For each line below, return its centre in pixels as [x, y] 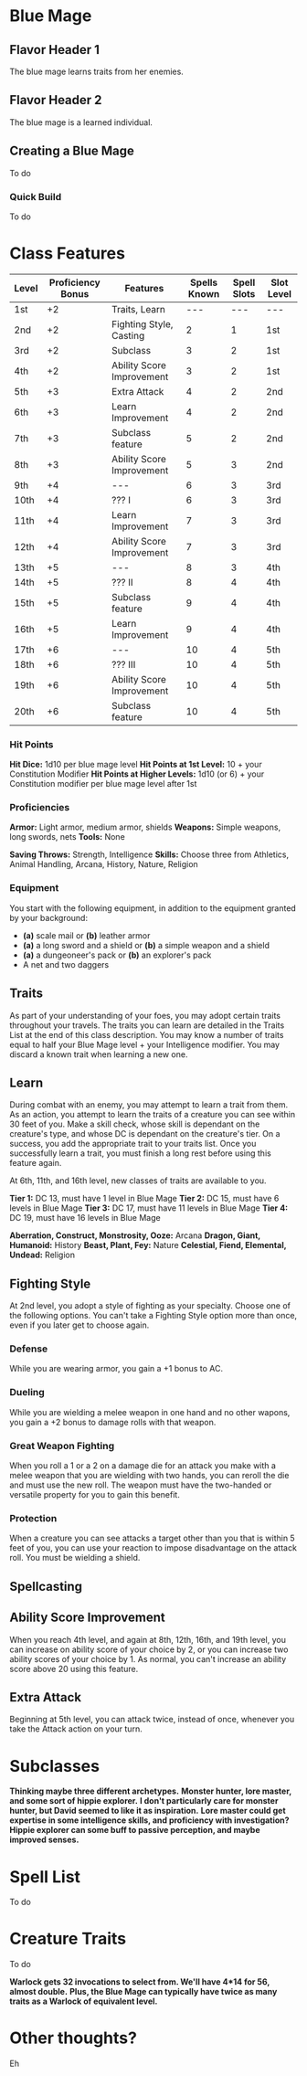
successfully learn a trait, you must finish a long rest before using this [140, 1153]
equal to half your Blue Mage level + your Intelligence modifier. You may [145, 1044]
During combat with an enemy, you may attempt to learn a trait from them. [149, 1105]
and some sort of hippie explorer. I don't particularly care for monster [144, 1801]
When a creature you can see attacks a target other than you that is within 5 [152, 1538]
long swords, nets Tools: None [67, 837]
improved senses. [44, 1840]
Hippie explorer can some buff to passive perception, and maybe [135, 1830]
